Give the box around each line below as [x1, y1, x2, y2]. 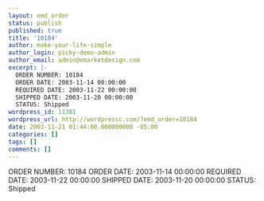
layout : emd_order [8, 11, 69, 20]
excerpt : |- [8, 64, 48, 72]
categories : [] [8, 130, 59, 138]
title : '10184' [8, 33, 59, 42]
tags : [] [8, 137, 37, 146]
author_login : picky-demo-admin [8, 49, 115, 57]
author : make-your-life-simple [8, 41, 112, 49]
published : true [8, 26, 62, 34]
